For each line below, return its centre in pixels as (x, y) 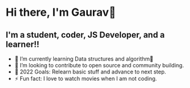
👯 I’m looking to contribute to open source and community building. (99, 65)
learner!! (23, 44)
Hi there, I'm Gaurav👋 (61, 12)
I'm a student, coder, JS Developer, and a (85, 35)
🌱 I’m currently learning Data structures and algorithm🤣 (84, 59)
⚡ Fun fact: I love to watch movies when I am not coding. (86, 79)
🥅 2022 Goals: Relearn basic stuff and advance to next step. (90, 72)
